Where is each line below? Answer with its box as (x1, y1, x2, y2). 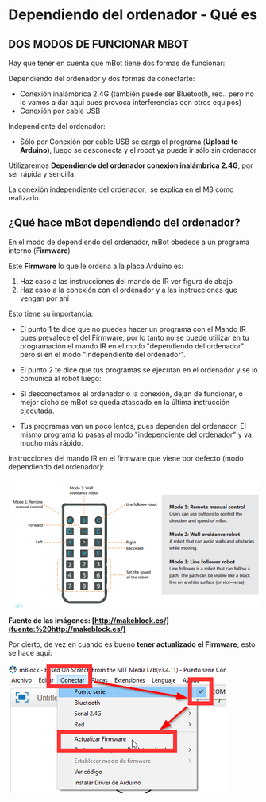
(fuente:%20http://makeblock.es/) (8, 624, 126, 633)
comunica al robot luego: (19, 373, 102, 383)
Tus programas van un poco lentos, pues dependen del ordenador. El (19, 421, 246, 430)
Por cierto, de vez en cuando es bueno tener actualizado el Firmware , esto (8, 639, 256, 649)
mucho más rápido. (19, 438, 83, 447)
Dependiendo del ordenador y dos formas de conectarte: (8, 74, 195, 83)
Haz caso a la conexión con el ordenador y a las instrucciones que (19, 285, 238, 294)
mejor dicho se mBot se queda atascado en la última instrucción (19, 397, 230, 407)
